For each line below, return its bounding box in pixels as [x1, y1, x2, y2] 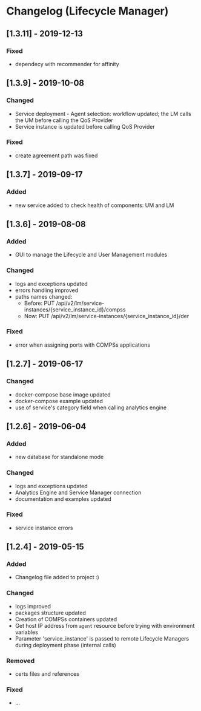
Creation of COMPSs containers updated [15, 615, 117, 623]
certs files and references [15, 670, 80, 678]
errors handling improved [15, 287, 79, 294]
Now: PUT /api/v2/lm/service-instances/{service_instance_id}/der [24, 312, 189, 319]
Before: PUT [24, 299, 55, 307]
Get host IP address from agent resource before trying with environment [15, 622, 195, 629]
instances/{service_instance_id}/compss [24, 305, 126, 313]
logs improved [15, 602, 51, 610]
